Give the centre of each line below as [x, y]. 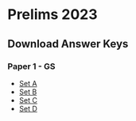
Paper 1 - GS [31, 66]
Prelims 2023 [52, 15]
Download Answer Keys [68, 44]
